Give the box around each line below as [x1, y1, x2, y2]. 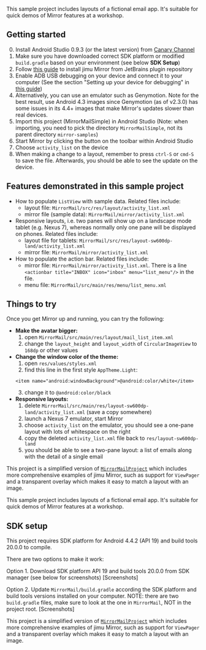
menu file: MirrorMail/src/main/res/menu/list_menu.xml [24, 281, 167, 288]
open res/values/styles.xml [24, 359, 97, 367]
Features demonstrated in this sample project [6, 181, 184, 192]
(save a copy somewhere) [86, 409, 152, 416]
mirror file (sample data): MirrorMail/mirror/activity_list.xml [24, 210, 185, 217]
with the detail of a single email [24, 453, 103, 460]
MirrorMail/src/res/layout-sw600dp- [79, 238, 173, 244]
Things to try [6, 299, 57, 310]
